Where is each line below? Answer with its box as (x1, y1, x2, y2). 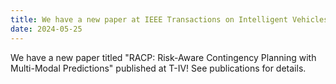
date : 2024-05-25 (10, 24, 83, 34)
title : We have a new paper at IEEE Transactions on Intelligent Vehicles (10, 14, 329, 25)
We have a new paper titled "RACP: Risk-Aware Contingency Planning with (10, 51, 317, 63)
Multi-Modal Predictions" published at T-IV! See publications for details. (10, 62, 307, 74)
